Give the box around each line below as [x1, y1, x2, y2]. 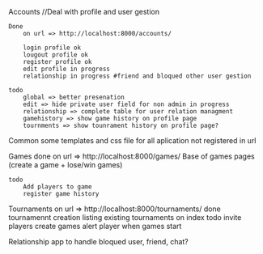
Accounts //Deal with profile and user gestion [8, 7, 160, 16]
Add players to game [23, 183, 92, 191]
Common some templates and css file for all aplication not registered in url [8, 136, 257, 145]
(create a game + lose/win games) [8, 160, 123, 169]
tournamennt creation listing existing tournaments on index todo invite [8, 213, 242, 222]
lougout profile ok [23, 51, 89, 59]
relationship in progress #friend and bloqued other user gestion [23, 72, 252, 80]
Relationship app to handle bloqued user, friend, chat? [8, 237, 189, 246]
